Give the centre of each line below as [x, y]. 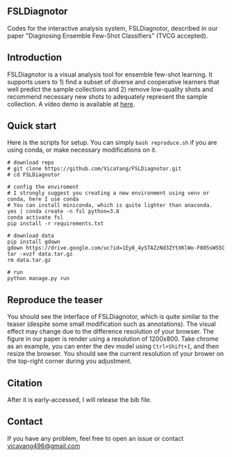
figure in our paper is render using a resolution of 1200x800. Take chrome [113, 339]
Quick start [32, 126]
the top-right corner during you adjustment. [69, 361]
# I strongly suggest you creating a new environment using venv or [108, 193]
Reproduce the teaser [55, 300]
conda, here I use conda [43, 199]
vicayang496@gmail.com [44, 446]
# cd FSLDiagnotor [34, 175]
